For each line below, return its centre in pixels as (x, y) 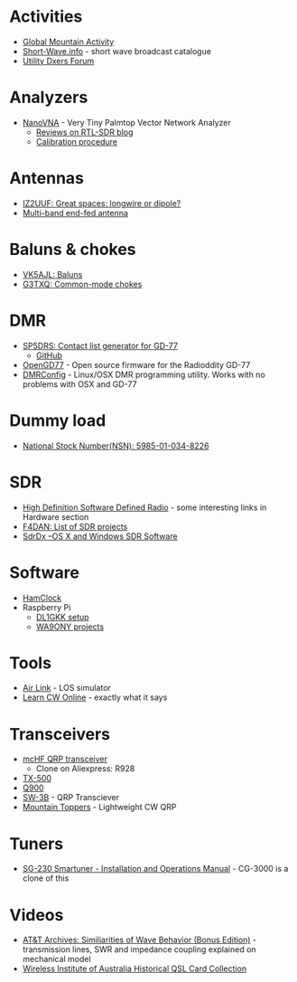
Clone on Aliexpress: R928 (85, 769)
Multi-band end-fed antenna (75, 212)
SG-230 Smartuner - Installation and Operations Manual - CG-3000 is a (155, 869)
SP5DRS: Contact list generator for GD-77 (100, 345)
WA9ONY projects (70, 627)
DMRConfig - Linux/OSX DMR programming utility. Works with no (144, 374)
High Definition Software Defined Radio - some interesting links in (144, 507)
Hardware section (56, 516)
